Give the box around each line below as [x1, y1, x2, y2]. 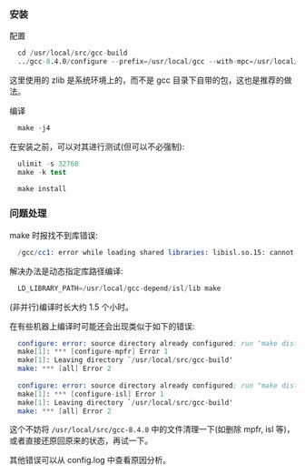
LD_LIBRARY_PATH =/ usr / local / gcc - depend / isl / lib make [17, 284, 221, 293]
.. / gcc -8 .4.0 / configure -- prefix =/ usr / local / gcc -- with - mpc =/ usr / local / [17, 57, 299, 66]
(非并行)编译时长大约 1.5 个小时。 [9, 301, 133, 312]
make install [17, 184, 67, 193]
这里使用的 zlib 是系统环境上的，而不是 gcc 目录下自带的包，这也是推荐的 [9, 75, 284, 86]
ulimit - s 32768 [17, 159, 79, 168]
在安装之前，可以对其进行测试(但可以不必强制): [9, 141, 185, 152]
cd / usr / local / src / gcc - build [17, 48, 128, 58]
